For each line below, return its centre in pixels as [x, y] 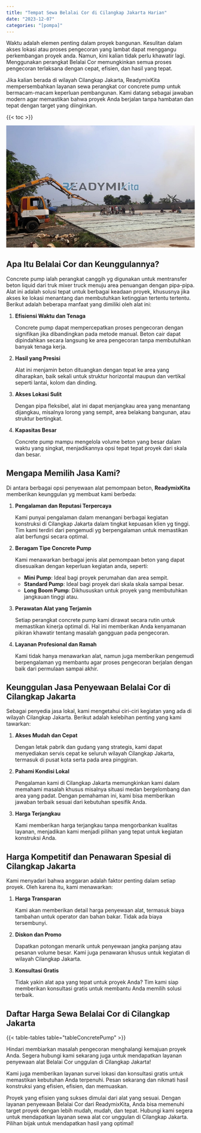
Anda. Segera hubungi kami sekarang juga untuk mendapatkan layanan [94, 1056]
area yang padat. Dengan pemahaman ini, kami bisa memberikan [95, 796]
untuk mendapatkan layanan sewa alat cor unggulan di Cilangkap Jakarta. [97, 1117]
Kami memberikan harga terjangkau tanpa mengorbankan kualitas [96, 825]
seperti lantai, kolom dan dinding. [56, 382]
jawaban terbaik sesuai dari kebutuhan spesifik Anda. [81, 802]
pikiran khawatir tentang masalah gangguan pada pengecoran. [92, 633]
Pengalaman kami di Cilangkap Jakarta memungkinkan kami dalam [97, 783]
